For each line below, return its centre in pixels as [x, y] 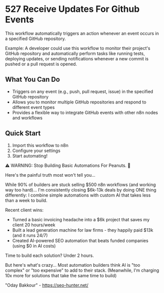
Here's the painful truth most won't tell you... [50, 175]
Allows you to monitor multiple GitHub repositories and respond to [79, 102]
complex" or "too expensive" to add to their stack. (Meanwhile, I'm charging [82, 270]
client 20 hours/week [34, 225]
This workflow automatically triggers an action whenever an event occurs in [82, 33]
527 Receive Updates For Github [72, 9]
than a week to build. [26, 200]
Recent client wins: [24, 210]
